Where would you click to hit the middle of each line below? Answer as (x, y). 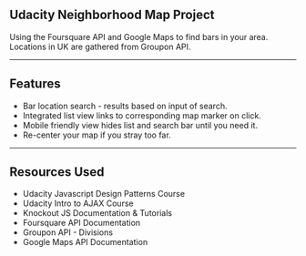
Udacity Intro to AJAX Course (78, 203)
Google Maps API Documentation (85, 242)
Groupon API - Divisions (68, 232)
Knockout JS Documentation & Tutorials (97, 213)
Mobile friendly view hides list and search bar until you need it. (140, 125)
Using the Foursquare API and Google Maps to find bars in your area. (139, 36)
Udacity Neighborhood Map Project (112, 15)
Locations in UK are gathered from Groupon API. (100, 46)
